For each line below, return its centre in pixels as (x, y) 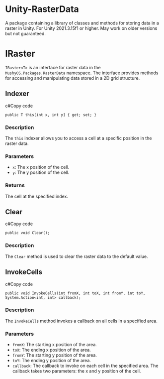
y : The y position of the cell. (41, 172)
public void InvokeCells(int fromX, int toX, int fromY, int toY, (75, 293)
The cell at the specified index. (37, 196)
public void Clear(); (28, 233)
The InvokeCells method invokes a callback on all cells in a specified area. (82, 321)
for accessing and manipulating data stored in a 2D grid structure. (73, 78)
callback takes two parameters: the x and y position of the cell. (77, 371)
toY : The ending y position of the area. (51, 361)
